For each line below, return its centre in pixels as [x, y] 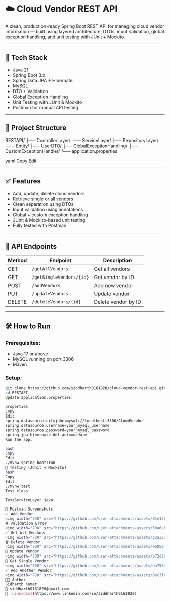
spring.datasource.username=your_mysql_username [57, 426]
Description [117, 261]
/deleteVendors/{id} [57, 302]
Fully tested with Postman [39, 226]
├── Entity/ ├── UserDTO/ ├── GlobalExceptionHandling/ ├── [72, 146]
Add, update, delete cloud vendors [49, 194]
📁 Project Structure [36, 128]
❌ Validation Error [26, 523]
